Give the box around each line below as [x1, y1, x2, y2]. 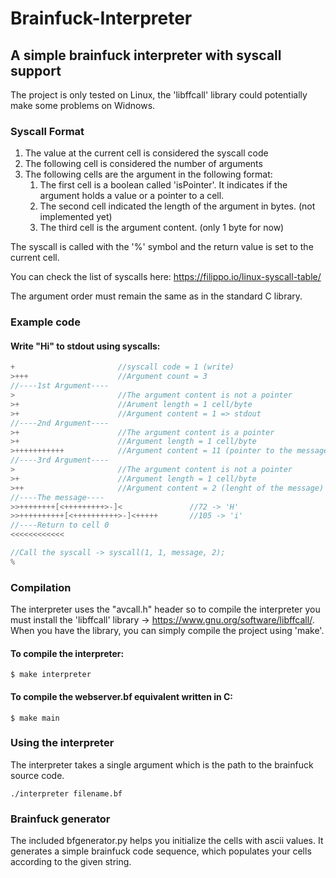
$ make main [10, 713, 60, 723]
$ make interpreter [10, 670, 92, 680]
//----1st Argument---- [10, 381, 110, 391]
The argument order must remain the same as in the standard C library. [10, 290, 303, 302]
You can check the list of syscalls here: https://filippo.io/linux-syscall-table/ [10, 271, 322, 283]
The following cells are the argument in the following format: [24, 168, 273, 181]
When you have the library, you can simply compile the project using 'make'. [10, 625, 325, 637]
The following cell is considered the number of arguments [24, 158, 263, 170]
